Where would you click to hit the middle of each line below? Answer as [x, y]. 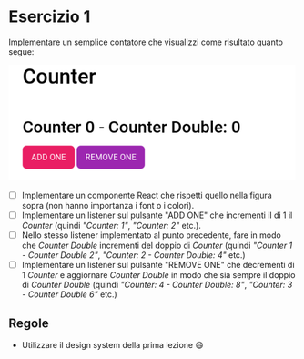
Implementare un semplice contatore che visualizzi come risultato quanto [146, 42]
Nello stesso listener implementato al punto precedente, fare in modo [151, 235]
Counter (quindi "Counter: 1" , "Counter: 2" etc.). [111, 226]
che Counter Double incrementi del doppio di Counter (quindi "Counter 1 [157, 246]
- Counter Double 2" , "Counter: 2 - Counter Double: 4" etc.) [134, 255]
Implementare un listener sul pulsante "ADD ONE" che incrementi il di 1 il [157, 215]
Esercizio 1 [50, 17]
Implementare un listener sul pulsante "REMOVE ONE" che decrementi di [158, 265]
